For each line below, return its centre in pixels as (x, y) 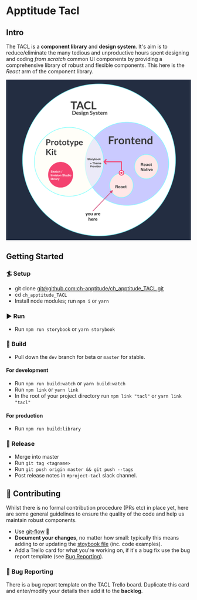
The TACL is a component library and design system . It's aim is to (87, 46)
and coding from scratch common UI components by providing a (84, 59)
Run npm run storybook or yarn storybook (65, 329)
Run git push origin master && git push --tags (74, 469)
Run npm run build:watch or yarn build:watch (70, 384)
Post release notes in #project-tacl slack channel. (76, 475)
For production (25, 415)
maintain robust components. (42, 520)
